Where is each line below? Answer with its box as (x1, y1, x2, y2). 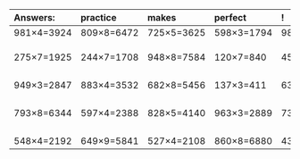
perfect (213, 12, 247, 23)
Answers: (13, 12, 55, 23)
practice (79, 12, 117, 23)
